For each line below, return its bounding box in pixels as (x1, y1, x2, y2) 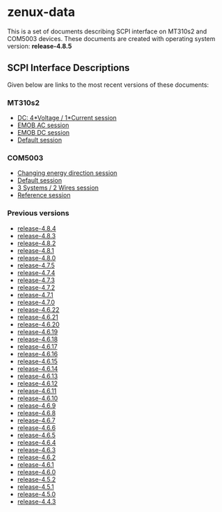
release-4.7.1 (17, 290, 53, 299)
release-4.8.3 (17, 231, 56, 240)
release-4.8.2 (17, 239, 56, 247)
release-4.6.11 (17, 386, 57, 395)
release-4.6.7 (17, 416, 55, 424)
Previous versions (7, 208, 69, 218)
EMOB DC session (17, 129, 70, 137)
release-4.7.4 (17, 268, 55, 276)
